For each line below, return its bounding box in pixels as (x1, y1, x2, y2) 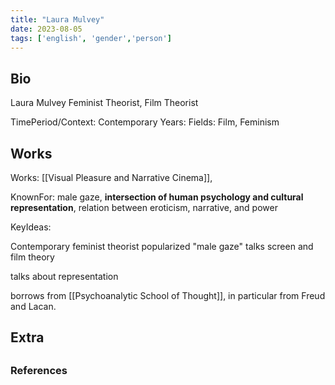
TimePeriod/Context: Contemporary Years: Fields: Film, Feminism (10, 116, 280, 128)
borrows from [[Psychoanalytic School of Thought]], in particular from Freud (10, 290, 326, 301)
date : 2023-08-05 (10, 24, 83, 34)
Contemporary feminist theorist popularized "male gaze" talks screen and (10, 241, 314, 252)
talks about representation (10, 271, 119, 282)
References (10, 363, 68, 377)
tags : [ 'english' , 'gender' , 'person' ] (10, 33, 172, 43)
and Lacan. (10, 301, 57, 312)
